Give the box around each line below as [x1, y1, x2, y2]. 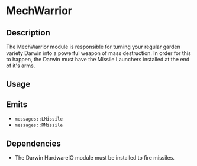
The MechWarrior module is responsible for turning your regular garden [6, 43, 180, 50]
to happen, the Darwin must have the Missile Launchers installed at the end [6, 56, 190, 63]
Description [6, 28, 50, 38]
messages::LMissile [14, 116, 63, 122]
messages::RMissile [14, 122, 63, 128]
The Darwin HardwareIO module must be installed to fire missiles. [14, 154, 175, 161]
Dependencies [6, 138, 61, 148]
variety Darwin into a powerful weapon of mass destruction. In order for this [6, 50, 191, 57]
